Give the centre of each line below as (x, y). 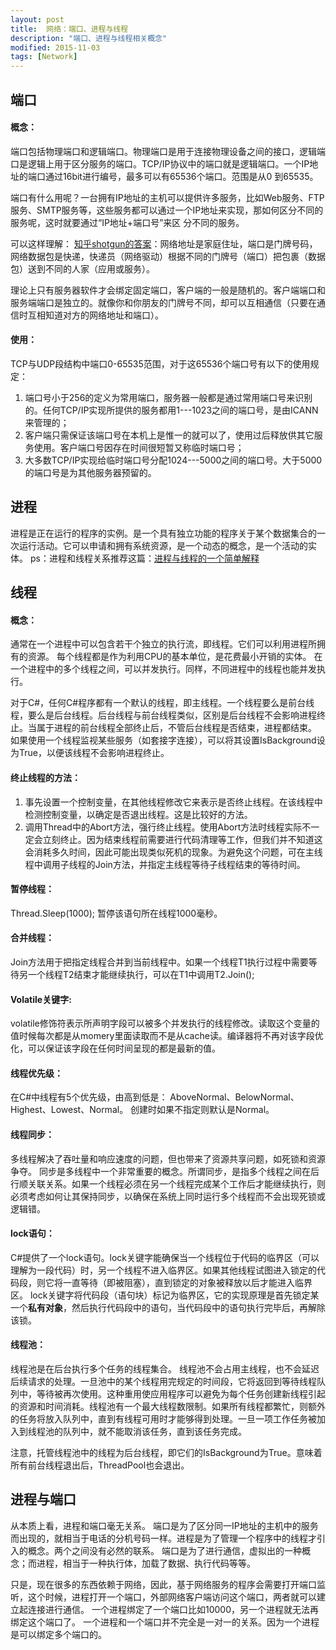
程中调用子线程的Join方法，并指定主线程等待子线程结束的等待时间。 (165, 864)
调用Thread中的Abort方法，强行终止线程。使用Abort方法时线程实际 (163, 827)
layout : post (37, 19)
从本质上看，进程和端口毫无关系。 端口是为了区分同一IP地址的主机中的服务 (164, 1525)
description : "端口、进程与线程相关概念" (89, 38)
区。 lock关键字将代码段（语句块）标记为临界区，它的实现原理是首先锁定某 (165, 1295)
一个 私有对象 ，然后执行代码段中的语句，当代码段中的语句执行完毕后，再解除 (168, 1307)
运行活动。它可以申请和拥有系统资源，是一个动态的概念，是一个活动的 (163, 545)
